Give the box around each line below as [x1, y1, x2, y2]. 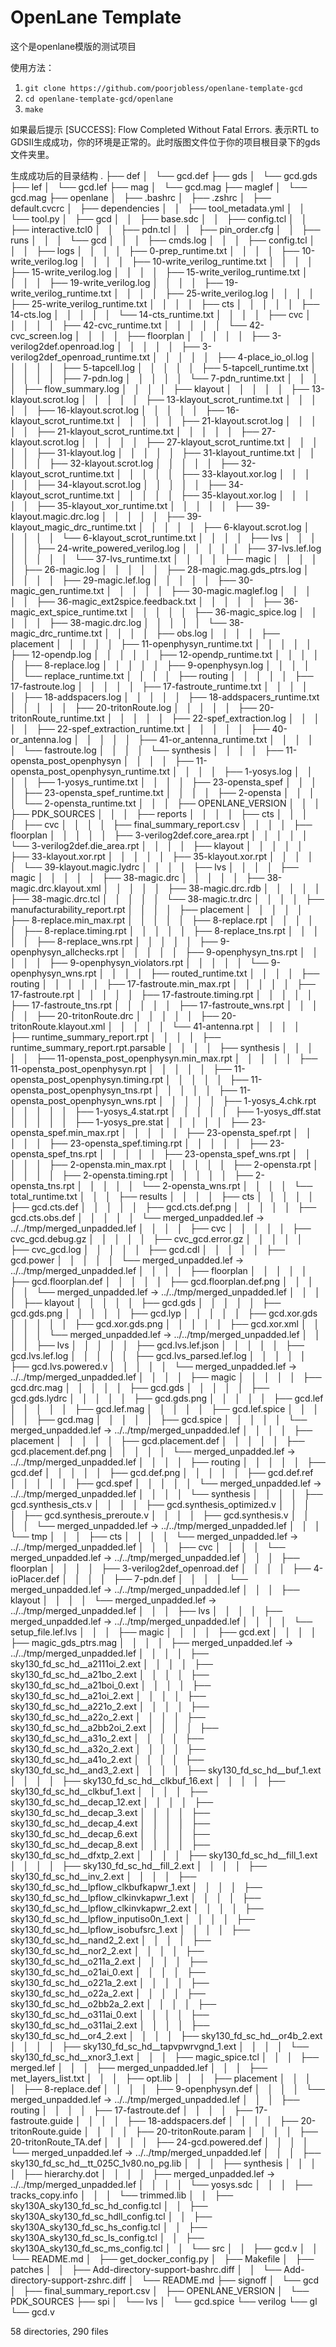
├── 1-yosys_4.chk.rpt [222, 1094, 317, 1106]
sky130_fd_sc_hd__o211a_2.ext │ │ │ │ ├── [10, 1955, 208, 1967]
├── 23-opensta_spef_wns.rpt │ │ [163, 1147, 312, 1160]
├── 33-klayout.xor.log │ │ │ [180, 467, 311, 480]
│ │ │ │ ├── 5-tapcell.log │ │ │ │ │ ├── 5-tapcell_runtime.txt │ [10, 361, 317, 373]
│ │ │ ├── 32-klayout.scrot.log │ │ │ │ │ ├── [10, 457, 239, 469]
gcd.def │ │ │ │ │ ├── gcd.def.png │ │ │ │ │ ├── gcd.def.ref [10, 1466, 314, 1478]
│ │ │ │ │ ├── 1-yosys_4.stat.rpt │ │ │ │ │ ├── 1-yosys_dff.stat [10, 1105, 322, 1117]
